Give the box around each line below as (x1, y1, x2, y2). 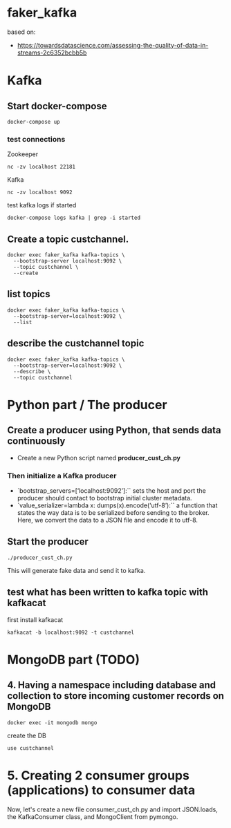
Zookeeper (7, 150, 39, 158)
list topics (7, 288, 50, 300)
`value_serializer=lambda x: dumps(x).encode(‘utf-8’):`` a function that (17, 501, 218, 509)
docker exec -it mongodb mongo (7, 719, 98, 726)
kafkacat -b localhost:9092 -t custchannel (7, 629, 135, 636)
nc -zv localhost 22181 (7, 164, 76, 171)
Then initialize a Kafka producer (7, 471, 117, 480)
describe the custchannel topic (7, 337, 145, 350)
